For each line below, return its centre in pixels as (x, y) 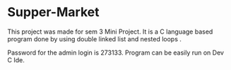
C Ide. (16, 59)
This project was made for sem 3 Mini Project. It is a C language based (110, 31)
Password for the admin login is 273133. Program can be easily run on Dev (116, 52)
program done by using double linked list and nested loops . (95, 38)
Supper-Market (53, 12)
